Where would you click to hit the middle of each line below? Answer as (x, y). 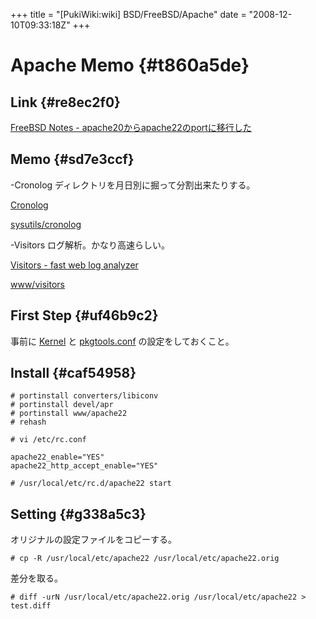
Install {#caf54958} (73, 373)
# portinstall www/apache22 (69, 414)
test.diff (31, 606)
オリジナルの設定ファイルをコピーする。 (93, 540)
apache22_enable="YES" (57, 457)
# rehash (28, 422)
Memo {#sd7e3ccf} (72, 159)
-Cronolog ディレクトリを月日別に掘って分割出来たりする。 (133, 185)
